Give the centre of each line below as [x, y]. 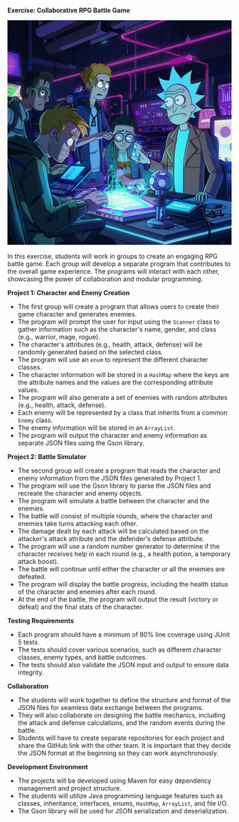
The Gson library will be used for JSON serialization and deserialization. [123, 811]
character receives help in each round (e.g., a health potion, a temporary [124, 554]
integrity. [31, 672]
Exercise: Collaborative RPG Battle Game [69, 10]
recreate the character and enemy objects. [80, 493]
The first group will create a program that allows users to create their [118, 307]
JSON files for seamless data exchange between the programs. [111, 708]
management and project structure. [70, 788]
